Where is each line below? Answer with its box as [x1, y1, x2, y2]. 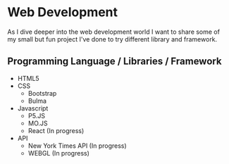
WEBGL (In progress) [27, 149, 90, 157]
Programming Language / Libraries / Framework [7, 56, 222, 68]
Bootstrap [27, 89, 57, 97]
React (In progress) [27, 126, 85, 134]
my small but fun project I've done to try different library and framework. [7, 34, 218, 43]
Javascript [17, 103, 49, 113]
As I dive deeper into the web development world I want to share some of [7, 27, 221, 36]
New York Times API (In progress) [27, 141, 127, 150]
